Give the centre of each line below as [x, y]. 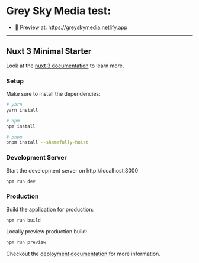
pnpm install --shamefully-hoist [47, 142]
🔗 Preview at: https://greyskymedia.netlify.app [71, 27]
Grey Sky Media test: [59, 11]
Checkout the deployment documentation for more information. [84, 254]
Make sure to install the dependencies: [53, 94]
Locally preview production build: [47, 231]
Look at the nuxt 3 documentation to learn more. [65, 66]
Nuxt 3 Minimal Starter [49, 51]
